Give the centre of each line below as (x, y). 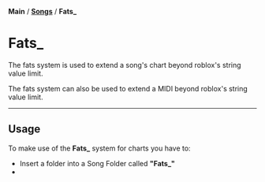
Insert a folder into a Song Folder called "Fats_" (97, 163)
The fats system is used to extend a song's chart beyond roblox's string (125, 65)
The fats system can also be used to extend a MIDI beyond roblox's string (128, 88)
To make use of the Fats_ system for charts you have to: (99, 148)
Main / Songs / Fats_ (43, 11)
